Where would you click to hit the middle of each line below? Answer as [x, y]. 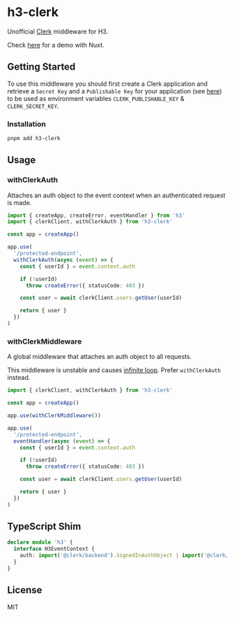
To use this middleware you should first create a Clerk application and [107, 84]
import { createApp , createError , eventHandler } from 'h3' [96, 215]
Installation [27, 124]
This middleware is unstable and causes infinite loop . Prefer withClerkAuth [114, 370]
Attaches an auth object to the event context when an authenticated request [116, 195]
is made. [19, 202]
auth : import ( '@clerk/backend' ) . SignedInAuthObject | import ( [112, 556]
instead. [19, 378]
